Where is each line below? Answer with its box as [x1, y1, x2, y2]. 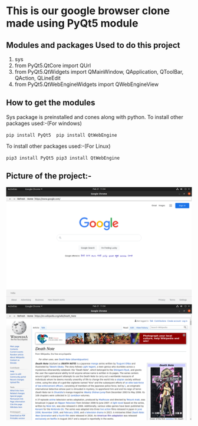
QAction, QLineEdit [14, 75, 61, 81]
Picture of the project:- [6, 171, 92, 181]
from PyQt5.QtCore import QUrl [14, 62, 91, 69]
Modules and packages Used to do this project [6, 40, 180, 50]
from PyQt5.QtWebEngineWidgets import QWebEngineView [14, 81, 159, 88]
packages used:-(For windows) [6, 120, 82, 127]
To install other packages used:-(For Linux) [6, 143, 111, 150]
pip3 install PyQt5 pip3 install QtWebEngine [6, 155, 120, 161]
